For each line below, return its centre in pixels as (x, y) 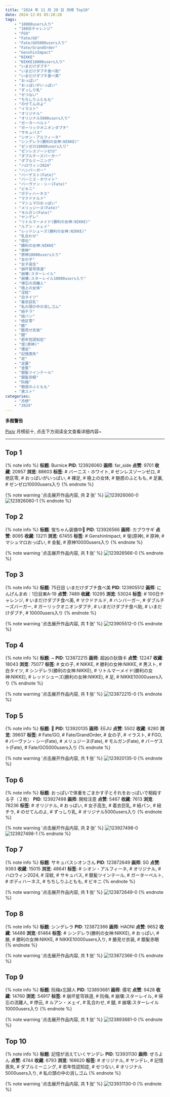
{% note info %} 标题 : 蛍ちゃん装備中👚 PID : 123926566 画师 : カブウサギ (80, 529)
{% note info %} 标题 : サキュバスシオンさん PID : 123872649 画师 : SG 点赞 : (83, 862)
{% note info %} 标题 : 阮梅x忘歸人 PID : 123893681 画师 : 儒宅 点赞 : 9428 (80, 990)
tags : (11, 19)
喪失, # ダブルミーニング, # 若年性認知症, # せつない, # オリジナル (74, 1067)
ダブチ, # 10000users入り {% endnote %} (53, 613)
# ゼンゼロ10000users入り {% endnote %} (50, 484)
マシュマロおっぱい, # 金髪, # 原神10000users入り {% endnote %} (74, 542)
